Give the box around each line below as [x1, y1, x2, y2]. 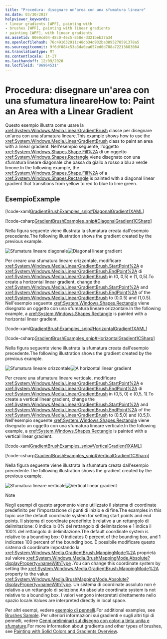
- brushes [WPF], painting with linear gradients [5, 26, 111, 31]
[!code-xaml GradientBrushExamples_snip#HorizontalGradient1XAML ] [5, 325, 148, 331]
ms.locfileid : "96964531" [5, 63, 59, 68]
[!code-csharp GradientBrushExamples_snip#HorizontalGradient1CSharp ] [5, 335, 156, 341]
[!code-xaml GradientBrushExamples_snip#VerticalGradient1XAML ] [5, 443, 142, 449]
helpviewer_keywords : [5, 16, 50, 21]
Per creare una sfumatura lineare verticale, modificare [5, 375, 116, 381]
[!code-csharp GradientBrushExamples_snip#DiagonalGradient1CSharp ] [5, 218, 152, 224]
